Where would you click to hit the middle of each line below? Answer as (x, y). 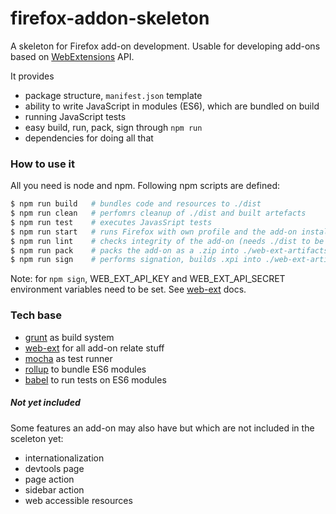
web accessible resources (78, 500)
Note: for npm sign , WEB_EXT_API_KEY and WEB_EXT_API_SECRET (148, 279)
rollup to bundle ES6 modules (85, 369)
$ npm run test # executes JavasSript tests (111, 222)
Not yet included (45, 403)
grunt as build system (69, 337)
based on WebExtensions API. (72, 56)
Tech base (36, 315)
